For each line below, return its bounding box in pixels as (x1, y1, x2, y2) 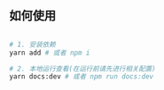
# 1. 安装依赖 (9, 40, 56, 49)
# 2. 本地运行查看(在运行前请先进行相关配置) (9, 64, 157, 73)
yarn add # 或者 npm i (9, 48, 90, 57)
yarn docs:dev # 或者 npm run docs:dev (9, 72, 154, 81)
